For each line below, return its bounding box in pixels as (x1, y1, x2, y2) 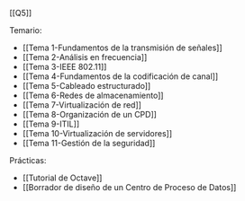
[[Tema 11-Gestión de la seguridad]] (22, 138, 156, 148)
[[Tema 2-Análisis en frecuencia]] (22, 52, 148, 62)
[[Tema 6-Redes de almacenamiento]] (22, 90, 164, 100)
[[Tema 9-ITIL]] (22, 118, 79, 129)
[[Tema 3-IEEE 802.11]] (22, 62, 107, 72)
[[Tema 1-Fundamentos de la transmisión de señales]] (22, 42, 222, 53)
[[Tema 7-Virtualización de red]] (22, 100, 142, 110)
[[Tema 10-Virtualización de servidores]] (22, 128, 173, 138)
